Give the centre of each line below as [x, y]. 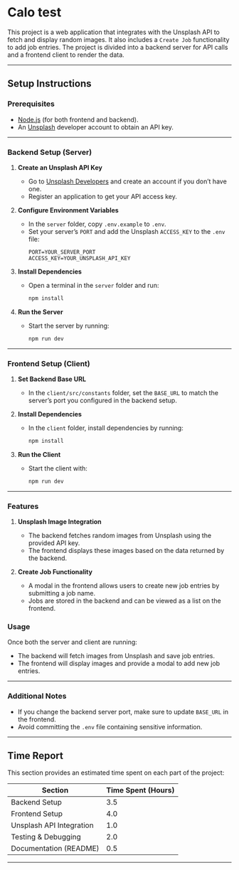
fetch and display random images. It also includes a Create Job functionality [118, 39]
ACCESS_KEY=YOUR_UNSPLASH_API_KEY [79, 258]
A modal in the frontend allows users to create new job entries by [124, 586]
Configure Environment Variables [68, 210]
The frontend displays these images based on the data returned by [126, 551]
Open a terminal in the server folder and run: [94, 285]
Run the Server [40, 312]
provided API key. [54, 543]
